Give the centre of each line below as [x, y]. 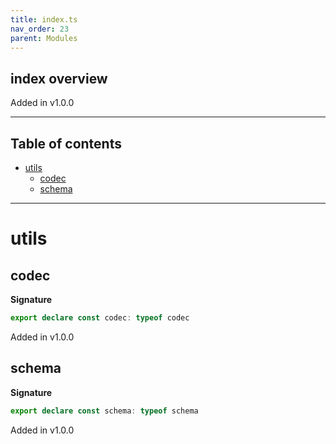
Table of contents [66, 143]
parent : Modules [44, 38]
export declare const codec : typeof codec [100, 318]
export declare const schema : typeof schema [104, 411]
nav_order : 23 [40, 29]
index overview [59, 78]
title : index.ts [44, 19]
